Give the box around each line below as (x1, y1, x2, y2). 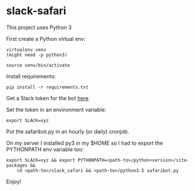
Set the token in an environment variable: (6, 106, 107, 113)
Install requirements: (6, 72, 56, 79)
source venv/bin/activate (6, 62, 70, 68)
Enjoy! (6, 178, 22, 185)
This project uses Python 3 (6, 24, 72, 31)
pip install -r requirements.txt (6, 84, 89, 90)
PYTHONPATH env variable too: (6, 145, 84, 152)
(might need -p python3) (6, 52, 68, 58)
